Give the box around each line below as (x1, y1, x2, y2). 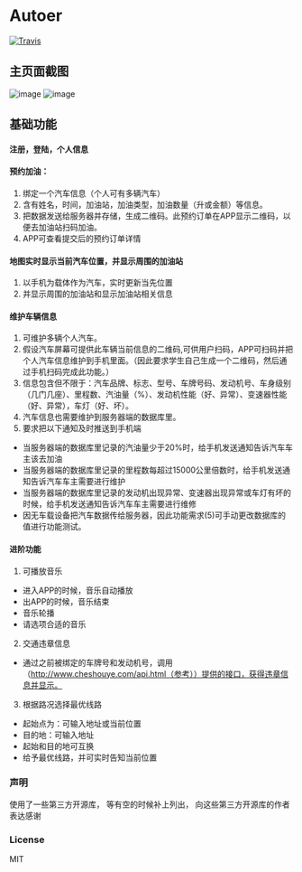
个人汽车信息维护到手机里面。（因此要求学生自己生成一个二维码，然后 (22, 355, 279, 366)
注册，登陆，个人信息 (9, 144, 88, 155)
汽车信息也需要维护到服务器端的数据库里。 (22, 412, 181, 423)
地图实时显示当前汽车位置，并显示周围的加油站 (9, 255, 183, 267)
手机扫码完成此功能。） (30, 367, 114, 378)
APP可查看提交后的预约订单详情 (22, 232, 142, 244)
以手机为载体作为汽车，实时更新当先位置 (22, 277, 173, 288)
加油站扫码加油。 (38, 221, 102, 232)
